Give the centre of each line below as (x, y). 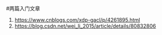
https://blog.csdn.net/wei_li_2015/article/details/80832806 (85, 26)
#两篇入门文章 (23, 8)
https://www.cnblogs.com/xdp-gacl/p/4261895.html (77, 20)
